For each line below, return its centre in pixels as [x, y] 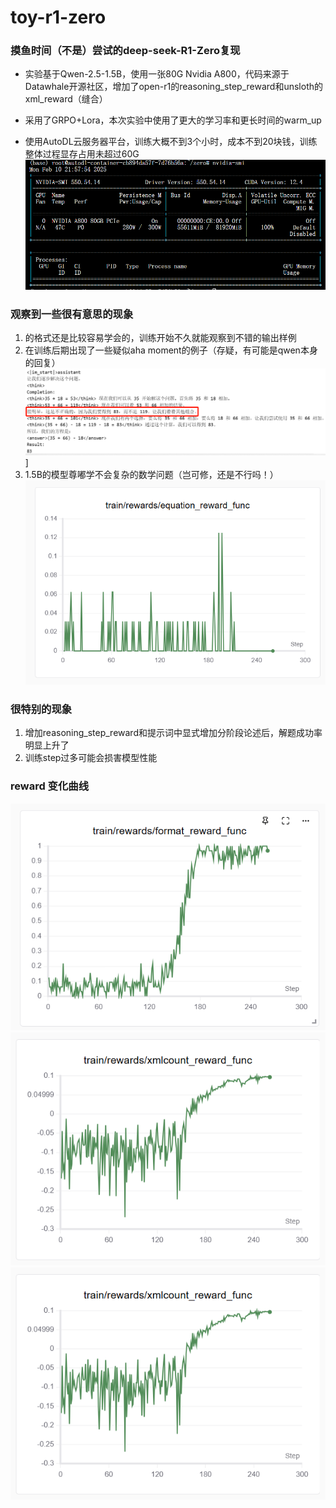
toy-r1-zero [58, 17]
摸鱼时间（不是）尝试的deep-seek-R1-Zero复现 [125, 51]
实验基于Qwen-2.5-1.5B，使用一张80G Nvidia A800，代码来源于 [157, 74]
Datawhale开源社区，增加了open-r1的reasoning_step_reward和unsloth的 [173, 87]
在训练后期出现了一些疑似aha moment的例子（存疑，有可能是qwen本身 [171, 350]
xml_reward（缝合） [66, 99]
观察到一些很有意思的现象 [72, 314]
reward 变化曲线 [50, 786]
